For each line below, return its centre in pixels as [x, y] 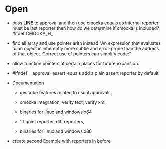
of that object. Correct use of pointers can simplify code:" [71, 54]
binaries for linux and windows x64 [56, 112]
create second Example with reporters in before [61, 141]
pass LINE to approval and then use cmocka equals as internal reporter [85, 23]
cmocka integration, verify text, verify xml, [63, 102]
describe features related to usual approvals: [66, 92]
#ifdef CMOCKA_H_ [32, 33]
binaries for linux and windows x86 [56, 131]
